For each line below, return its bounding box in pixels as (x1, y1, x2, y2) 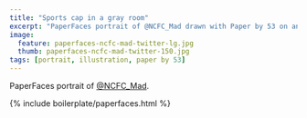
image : (9, 30, 35, 39)
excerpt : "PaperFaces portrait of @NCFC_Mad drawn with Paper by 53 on (9, 22, 288, 31)
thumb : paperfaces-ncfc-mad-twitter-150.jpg (17, 47, 190, 56)
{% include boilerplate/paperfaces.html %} (9, 98, 171, 109)
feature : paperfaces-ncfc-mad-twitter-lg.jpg (17, 38, 195, 48)
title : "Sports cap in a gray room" (9, 13, 149, 23)
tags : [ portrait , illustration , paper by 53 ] (9, 55, 185, 64)
